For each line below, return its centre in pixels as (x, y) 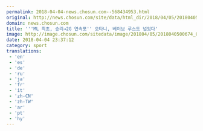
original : (19, 18)
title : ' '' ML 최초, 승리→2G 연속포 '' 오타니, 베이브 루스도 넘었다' (82, 29)
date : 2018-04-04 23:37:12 (40, 40)
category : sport (27, 46)
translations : (24, 51)
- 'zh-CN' (21, 96)
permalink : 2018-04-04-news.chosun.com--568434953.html (78, 12)
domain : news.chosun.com (37, 23)
